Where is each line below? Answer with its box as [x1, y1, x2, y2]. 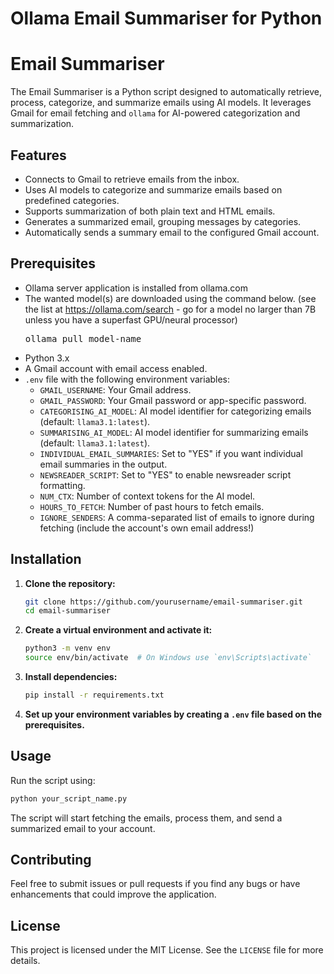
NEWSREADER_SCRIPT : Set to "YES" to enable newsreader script [39, 468, 292, 481]
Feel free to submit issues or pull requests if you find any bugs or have [10, 878, 301, 890]
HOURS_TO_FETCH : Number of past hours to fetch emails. [39, 500, 265, 512]
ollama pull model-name [24, 333, 142, 344]
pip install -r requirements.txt [24, 690, 165, 701]
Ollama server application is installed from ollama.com [24, 282, 248, 294]
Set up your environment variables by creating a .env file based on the [24, 708, 323, 720]
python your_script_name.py [10, 793, 128, 804]
